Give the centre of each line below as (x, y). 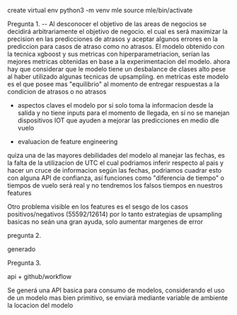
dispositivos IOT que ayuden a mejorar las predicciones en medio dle (118, 120)
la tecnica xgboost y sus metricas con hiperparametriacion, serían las (109, 54)
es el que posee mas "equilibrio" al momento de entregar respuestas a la (114, 84)
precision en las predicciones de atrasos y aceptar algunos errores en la (112, 39)
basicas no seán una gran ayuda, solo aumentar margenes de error (105, 222)
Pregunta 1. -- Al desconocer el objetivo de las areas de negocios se (107, 24)
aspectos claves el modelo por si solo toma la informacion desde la (115, 105)
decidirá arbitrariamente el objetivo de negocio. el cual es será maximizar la (117, 31)
